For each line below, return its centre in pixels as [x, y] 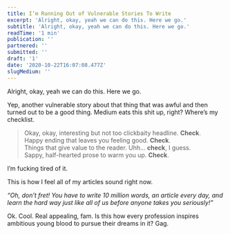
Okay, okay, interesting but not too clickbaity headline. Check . [113, 133]
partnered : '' [28, 46]
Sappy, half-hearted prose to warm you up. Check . [96, 155]
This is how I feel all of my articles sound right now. [80, 181]
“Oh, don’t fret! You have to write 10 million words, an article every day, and [115, 195]
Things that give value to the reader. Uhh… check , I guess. [107, 147]
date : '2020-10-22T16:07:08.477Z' [57, 65]
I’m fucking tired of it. [37, 168]
